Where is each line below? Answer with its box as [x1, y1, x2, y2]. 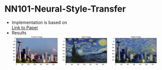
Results [11, 30, 27, 35]
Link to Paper [11, 24, 38, 30]
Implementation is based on [11, 19, 67, 25]
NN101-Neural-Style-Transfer [4, 3, 126, 15]
